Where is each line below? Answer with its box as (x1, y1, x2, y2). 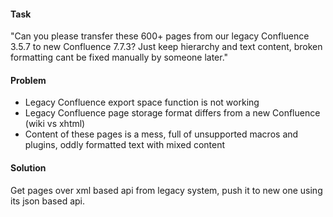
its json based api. (10, 195, 86, 207)
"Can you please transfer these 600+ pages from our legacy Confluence (10, 30, 310, 42)
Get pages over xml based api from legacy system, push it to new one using (10, 184, 323, 196)
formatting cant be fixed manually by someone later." (10, 51, 229, 64)
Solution (10, 162, 47, 174)
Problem (10, 74, 47, 86)
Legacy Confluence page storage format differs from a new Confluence (24, 107, 321, 119)
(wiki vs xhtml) (24, 118, 86, 130)
